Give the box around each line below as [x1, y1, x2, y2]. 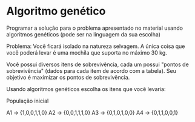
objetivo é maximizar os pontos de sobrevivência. [6, 73, 130, 81]
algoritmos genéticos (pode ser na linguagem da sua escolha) [6, 30, 161, 38]
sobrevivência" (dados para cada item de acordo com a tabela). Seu [6, 67, 177, 74]
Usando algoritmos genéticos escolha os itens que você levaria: [6, 85, 166, 92]
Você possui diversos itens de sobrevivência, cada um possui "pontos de [6, 61, 189, 68]
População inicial [6, 97, 49, 104]
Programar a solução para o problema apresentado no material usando [6, 24, 183, 32]
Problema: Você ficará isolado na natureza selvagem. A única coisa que [6, 42, 185, 50]
